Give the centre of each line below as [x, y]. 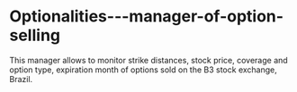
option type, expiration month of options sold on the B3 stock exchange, [143, 70]
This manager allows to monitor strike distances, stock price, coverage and [148, 60]
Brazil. [21, 79]
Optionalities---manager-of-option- [147, 17]
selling [35, 35]
